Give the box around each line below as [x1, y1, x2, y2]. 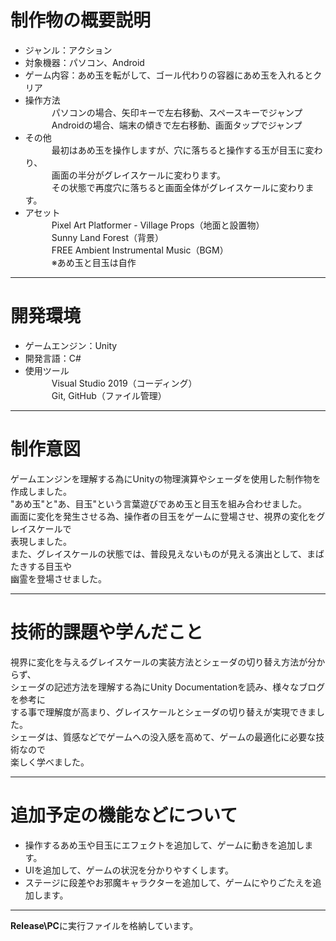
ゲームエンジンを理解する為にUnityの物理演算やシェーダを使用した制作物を [10, 472, 322, 485]
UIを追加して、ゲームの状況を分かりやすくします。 [24, 864, 235, 876]
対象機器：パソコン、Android [24, 56, 145, 68]
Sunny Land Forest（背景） [51, 231, 165, 243]
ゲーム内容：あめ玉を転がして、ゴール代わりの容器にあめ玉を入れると [24, 69, 314, 81]
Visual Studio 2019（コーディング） [51, 377, 198, 389]
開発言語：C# [24, 352, 82, 364]
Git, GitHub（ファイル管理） [51, 389, 167, 401]
